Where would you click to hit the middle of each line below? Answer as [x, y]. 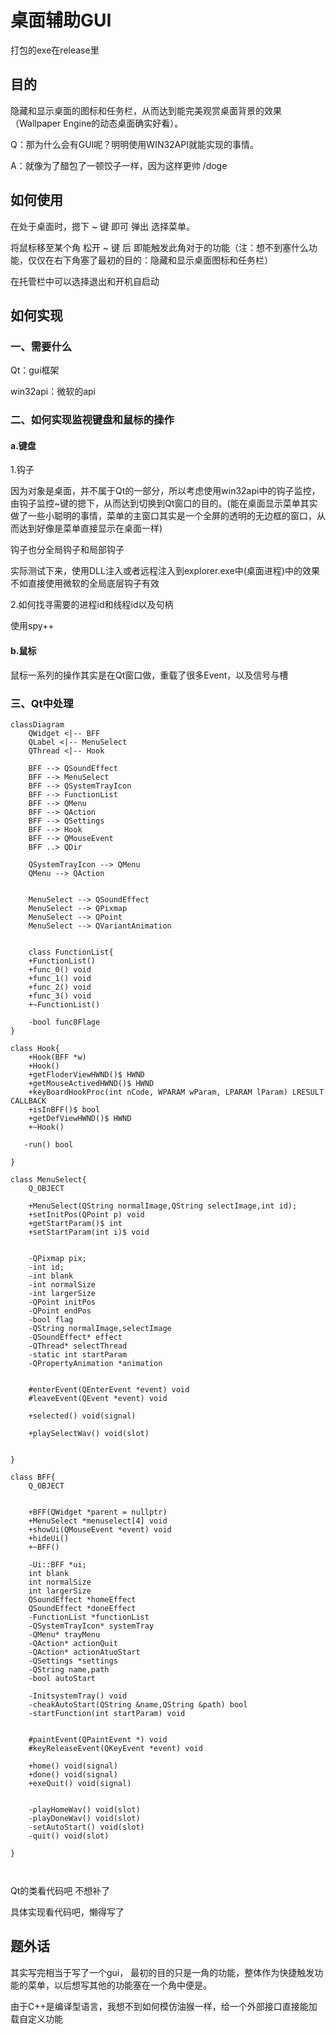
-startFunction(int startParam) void [107, 1713]
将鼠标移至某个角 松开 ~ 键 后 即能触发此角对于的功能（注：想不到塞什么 [159, 247]
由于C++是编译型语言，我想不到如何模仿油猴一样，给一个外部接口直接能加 [164, 2006]
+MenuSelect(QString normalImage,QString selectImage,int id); [163, 1206]
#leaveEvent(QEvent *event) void [98, 1398]
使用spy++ [32, 626]
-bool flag [51, 1319]
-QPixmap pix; [57, 1258]
